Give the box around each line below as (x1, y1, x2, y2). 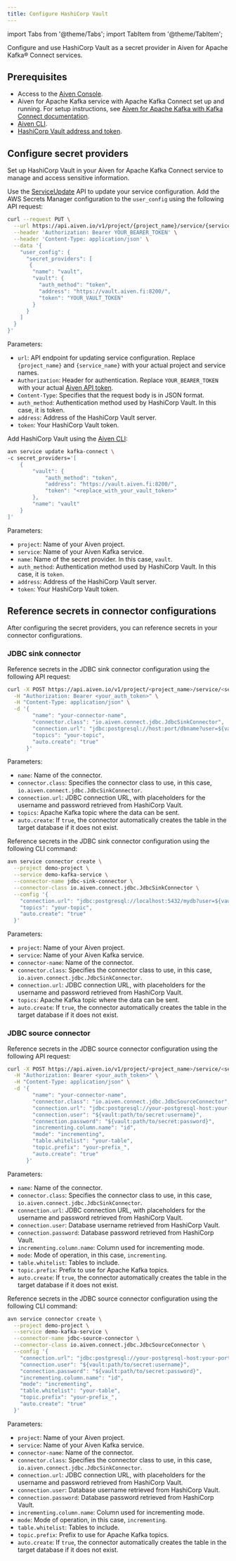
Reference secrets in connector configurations (7, 605, 216, 617)
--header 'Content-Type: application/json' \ (13, 235, 150, 243)
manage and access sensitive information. (7, 174, 130, 182)
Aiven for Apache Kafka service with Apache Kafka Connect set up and (17, 97, 225, 106)
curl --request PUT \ (7, 216, 71, 223)
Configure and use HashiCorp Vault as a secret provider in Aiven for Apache (7, 43, 228, 51)
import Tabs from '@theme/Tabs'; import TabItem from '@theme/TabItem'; (7, 30, 223, 38)
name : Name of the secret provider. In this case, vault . (17, 555, 173, 563)
